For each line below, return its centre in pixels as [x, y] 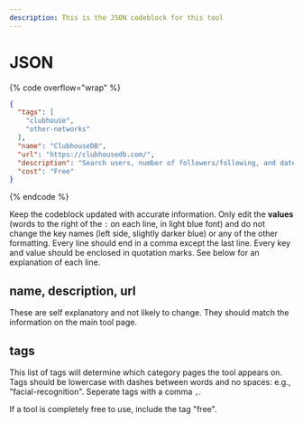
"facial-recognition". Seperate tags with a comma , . [105, 391]
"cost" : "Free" [46, 171]
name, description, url [73, 291]
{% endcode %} [39, 197]
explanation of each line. [55, 262]
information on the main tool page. [73, 323]
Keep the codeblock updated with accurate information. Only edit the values [151, 214]
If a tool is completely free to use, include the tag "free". [113, 409]
